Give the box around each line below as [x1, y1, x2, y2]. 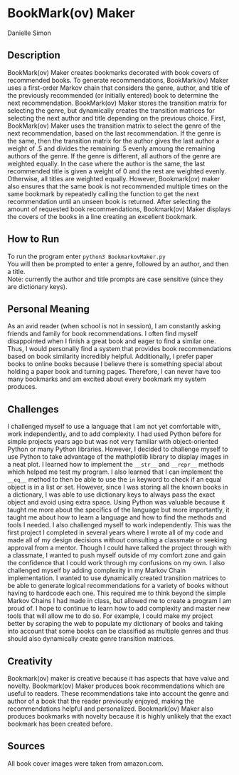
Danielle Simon [7, 29, 51, 37]
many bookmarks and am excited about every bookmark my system [7, 375, 206, 383]
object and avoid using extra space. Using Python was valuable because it [7, 498, 225, 507]
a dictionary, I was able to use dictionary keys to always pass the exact [7, 490, 216, 499]
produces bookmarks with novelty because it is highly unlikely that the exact [7, 712, 232, 720]
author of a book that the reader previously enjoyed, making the [7, 697, 194, 705]
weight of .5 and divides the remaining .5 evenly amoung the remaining [7, 144, 216, 153]
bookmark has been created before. [7, 719, 113, 728]
